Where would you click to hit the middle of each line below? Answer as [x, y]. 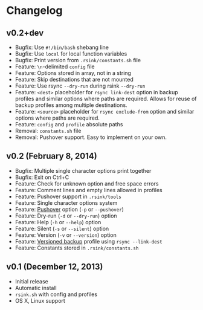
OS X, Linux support [40, 300]
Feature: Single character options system [66, 202]
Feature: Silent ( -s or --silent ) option [62, 228]
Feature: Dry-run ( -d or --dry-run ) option [66, 216]
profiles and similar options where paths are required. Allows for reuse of [106, 98]
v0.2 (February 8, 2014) [52, 156]
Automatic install [36, 288]
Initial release [31, 281]
